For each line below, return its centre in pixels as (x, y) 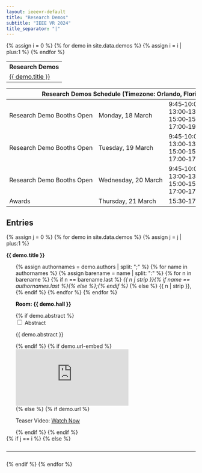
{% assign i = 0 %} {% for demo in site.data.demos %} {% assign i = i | (94, 46)
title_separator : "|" (33, 29)
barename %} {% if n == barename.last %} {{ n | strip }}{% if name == (103, 280)
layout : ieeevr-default (36, 12)
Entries (20, 222)
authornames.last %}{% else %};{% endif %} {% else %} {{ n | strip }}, (104, 286)
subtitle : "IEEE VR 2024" (38, 23)
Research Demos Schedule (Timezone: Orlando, (112, 94)
